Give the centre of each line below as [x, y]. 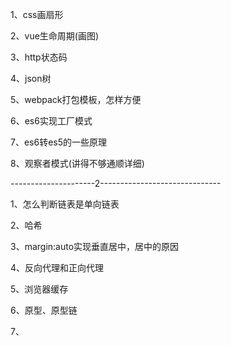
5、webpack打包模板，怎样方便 [76, 99]
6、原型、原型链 [44, 310]
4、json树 [31, 78]
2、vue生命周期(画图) [55, 36]
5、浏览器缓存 [39, 289]
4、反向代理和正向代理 [57, 267]
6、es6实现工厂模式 [51, 121]
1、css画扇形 [37, 14]
